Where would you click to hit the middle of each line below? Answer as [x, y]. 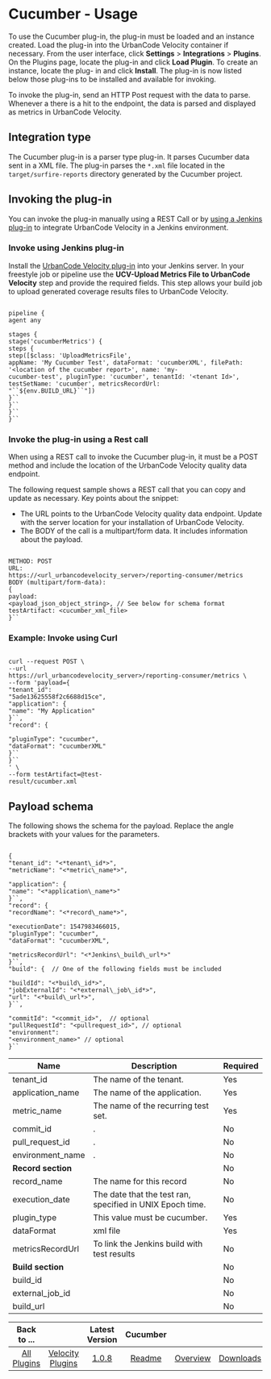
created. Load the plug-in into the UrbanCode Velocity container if [119, 44]
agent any [25, 320]
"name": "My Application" [52, 711]
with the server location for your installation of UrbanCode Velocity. [132, 523]
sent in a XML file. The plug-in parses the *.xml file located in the [117, 165]
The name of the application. [147, 1093]
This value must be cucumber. [150, 1218]
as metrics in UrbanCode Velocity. [65, 112]
